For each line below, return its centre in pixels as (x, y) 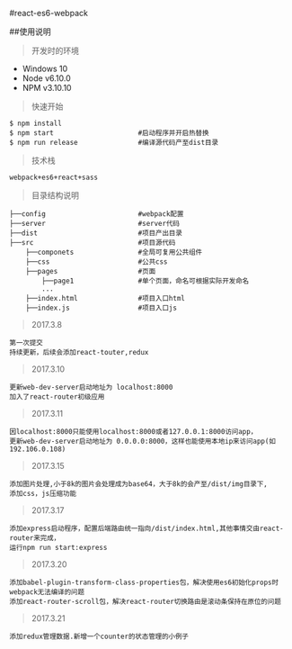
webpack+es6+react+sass (54, 177)
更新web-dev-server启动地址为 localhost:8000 (91, 387)
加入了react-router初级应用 (57, 397)
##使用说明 (30, 32)
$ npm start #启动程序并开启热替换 (109, 133)
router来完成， (35, 538)
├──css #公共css (97, 262)
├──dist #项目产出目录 (96, 233)
